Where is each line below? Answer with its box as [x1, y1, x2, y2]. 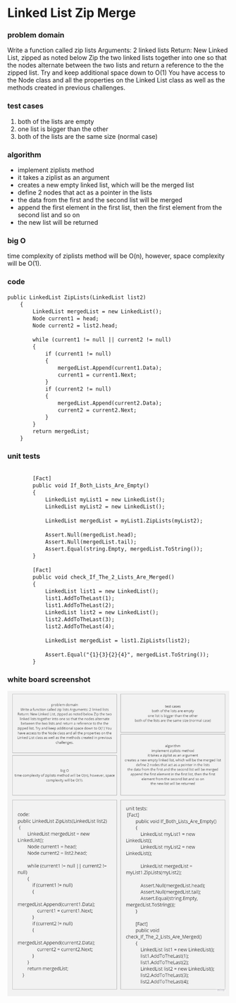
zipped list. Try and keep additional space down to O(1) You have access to [7, 68, 225, 77]
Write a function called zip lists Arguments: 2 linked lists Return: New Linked [7, 46, 228, 54]
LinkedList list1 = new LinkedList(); [44, 587, 159, 595]
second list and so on [17, 211, 80, 219]
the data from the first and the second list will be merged [17, 196, 183, 204]
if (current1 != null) [44, 350, 112, 357]
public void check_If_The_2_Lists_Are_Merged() [32, 573, 175, 581]
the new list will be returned [17, 219, 99, 227]
